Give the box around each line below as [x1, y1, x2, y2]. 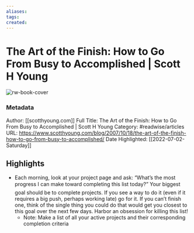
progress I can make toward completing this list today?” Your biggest [14, 181, 181, 188]
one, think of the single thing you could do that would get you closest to [14, 201, 188, 208]
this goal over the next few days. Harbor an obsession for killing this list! [14, 208, 188, 215]
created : [6, 19, 27, 25]
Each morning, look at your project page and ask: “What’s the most [14, 174, 176, 181]
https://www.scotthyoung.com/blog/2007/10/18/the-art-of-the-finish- [19, 129, 186, 136]
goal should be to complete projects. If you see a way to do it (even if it [14, 189, 186, 196]
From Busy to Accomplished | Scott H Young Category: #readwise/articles [6, 123, 185, 130]
